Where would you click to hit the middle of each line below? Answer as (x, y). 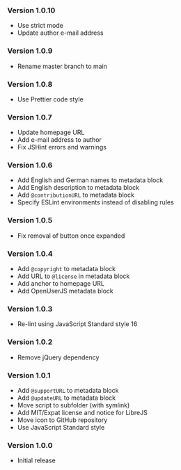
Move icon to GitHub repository (62, 420)
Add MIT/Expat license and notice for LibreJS (82, 412)
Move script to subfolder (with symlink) (73, 405)
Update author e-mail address (60, 33)
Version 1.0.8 (30, 84)
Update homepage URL (51, 132)
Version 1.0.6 (30, 165)
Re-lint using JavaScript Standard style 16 (77, 324)
